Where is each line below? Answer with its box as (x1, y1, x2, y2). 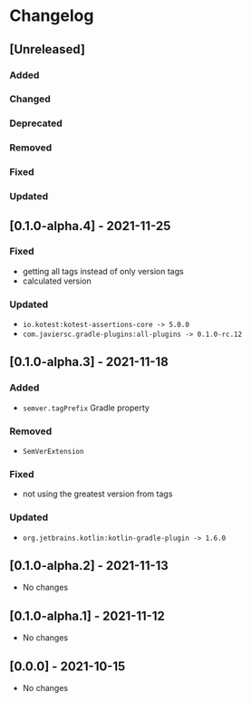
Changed (9, 92, 52, 105)
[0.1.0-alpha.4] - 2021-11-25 (9, 218, 171, 234)
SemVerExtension (22, 447, 84, 457)
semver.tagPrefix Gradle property (22, 402, 150, 413)
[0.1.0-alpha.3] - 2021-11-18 (9, 354, 169, 370)
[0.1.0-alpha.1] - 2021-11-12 (9, 608, 165, 623)
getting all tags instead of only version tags (22, 265, 184, 276)
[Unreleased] (9, 42, 86, 57)
